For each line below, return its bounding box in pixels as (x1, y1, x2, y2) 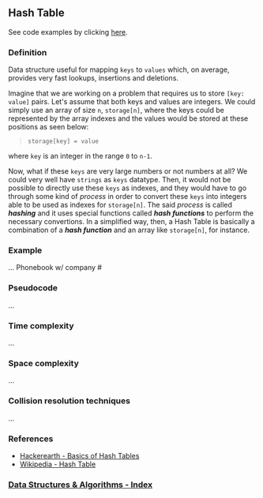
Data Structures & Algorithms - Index (8, 479, 152, 490)
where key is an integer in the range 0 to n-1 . (8, 152, 152, 161)
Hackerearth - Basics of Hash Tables (19, 451, 140, 460)
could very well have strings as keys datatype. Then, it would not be (8, 175, 231, 185)
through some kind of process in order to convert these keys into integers (8, 192, 247, 201)
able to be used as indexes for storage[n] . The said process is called (8, 200, 233, 210)
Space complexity (8, 358, 79, 369)
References (8, 433, 54, 444)
